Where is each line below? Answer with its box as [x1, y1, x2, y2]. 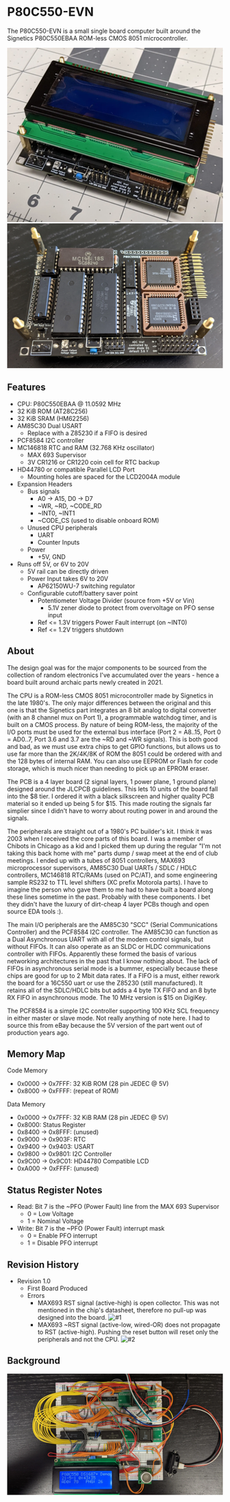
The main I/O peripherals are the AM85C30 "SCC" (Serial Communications [7, 920, 218, 928]
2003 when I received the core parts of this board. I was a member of [7, 834, 203, 843]
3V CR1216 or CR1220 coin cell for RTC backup [27, 458, 160, 466]
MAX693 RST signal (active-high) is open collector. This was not [37, 1299, 220, 1307]
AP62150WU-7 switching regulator [37, 582, 136, 590]
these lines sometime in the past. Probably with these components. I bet [7, 892, 211, 901]
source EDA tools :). [7, 907, 63, 915]
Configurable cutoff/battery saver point [27, 589, 138, 597]
